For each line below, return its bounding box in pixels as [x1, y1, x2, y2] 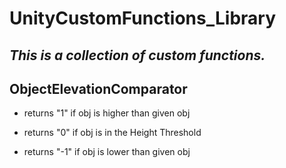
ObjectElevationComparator [9, 80, 188, 97]
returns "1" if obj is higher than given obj [23, 107, 191, 119]
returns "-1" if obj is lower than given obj [23, 146, 191, 158]
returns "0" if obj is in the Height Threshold [23, 127, 202, 139]
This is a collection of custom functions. [9, 47, 266, 64]
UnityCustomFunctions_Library [9, 7, 277, 30]
